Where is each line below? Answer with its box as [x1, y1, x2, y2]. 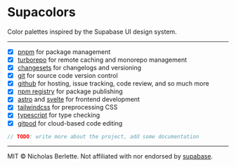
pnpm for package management [17, 47, 111, 56]
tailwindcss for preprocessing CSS [17, 103, 118, 112]
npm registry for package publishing [17, 87, 123, 95]
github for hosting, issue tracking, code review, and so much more [17, 79, 209, 88]
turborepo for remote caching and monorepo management [17, 55, 188, 64]
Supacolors [7, 4, 76, 20]
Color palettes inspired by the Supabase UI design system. [7, 27, 177, 36]
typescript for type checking [17, 111, 100, 119]
